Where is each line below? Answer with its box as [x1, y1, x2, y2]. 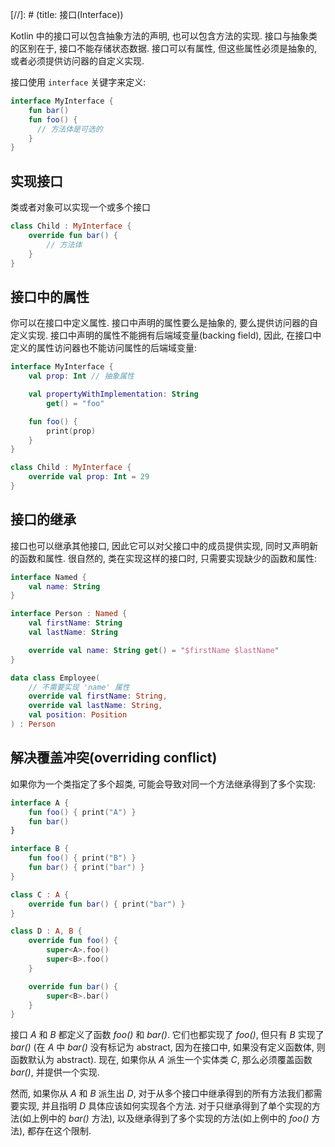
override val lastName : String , [28, 701, 163, 711]
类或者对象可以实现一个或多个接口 [10, 201, 151, 213]
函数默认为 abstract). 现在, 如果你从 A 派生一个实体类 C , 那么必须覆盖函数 [10, 1054, 313, 1066]
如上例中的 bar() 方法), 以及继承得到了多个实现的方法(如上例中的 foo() [22, 1113, 310, 1125]
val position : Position [28, 710, 128, 720]
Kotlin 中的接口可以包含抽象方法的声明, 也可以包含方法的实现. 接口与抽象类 [10, 30, 318, 42]
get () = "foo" [46, 398, 105, 408]
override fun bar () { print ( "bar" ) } [28, 899, 186, 909]
